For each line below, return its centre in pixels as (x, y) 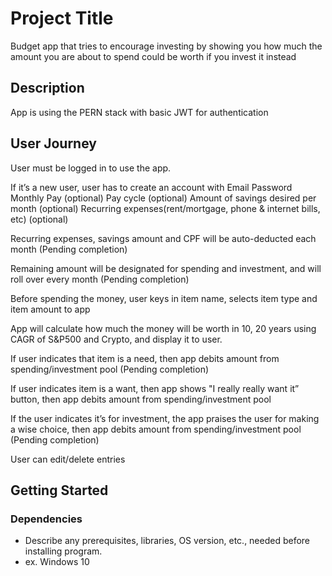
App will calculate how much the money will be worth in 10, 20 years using (163, 328)
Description (47, 88)
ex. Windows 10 (57, 562)
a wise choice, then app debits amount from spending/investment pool (156, 429)
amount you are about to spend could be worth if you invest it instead (153, 56)
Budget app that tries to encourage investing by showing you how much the (166, 46)
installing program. (63, 551)
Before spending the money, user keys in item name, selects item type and (164, 298)
